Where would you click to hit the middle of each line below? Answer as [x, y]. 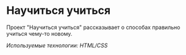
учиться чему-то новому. [39, 33]
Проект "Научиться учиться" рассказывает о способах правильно [93, 27]
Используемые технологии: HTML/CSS [57, 45]
